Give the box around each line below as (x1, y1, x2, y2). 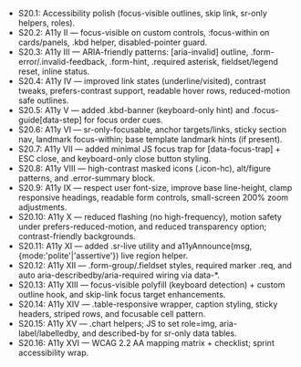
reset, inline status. (17, 66, 90, 77)
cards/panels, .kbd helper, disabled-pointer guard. (17, 37, 208, 47)
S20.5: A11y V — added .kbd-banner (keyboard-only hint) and (17, 105, 250, 115)
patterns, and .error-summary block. (17, 173, 156, 183)
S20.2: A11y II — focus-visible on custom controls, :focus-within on (17, 27, 270, 37)
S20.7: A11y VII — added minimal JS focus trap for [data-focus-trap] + (17, 143, 281, 154)
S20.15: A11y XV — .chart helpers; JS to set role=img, (17, 319, 217, 329)
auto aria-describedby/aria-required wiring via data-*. (17, 269, 221, 280)
